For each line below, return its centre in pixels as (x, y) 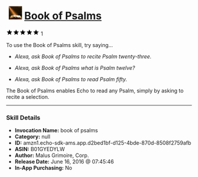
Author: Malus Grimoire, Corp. (52, 155)
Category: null (32, 137)
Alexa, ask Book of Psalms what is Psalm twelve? (75, 68)
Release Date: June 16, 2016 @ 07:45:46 (64, 162)
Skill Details (23, 118)
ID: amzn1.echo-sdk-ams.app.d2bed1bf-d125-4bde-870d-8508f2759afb (103, 143)
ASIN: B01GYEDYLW (40, 149)
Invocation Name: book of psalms (56, 131)
